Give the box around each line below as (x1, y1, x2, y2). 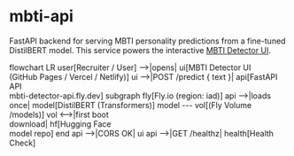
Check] (9, 137, 36, 148)
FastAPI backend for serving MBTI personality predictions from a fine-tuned (9, 35, 286, 46)
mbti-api (9, 6, 73, 27)
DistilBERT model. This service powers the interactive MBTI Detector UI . (9, 44, 272, 55)
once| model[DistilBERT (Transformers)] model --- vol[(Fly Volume (9, 99, 252, 110)
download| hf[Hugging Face (9, 118, 112, 129)
